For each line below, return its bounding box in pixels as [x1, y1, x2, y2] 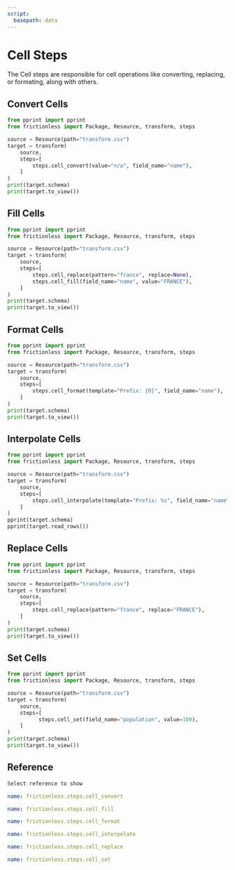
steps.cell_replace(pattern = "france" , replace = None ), [32, 271, 192, 278]
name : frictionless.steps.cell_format [7, 818, 120, 825]
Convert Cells [7, 98, 69, 110]
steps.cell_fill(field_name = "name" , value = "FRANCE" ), [32, 278, 192, 285]
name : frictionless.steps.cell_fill [7, 805, 114, 812]
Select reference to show [7, 780, 83, 787]
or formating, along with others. [7, 78, 99, 86]
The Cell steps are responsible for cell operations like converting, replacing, [7, 70, 225, 79]
